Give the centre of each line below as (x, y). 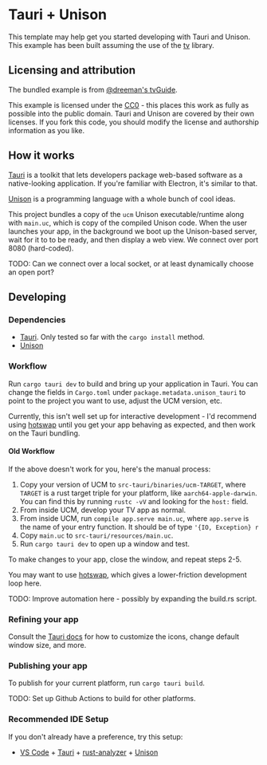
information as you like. (47, 130)
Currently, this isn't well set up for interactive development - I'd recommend (133, 416)
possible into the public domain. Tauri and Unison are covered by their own (132, 113)
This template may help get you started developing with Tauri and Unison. (130, 37)
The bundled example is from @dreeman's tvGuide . (93, 89)
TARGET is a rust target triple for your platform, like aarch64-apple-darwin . (138, 493)
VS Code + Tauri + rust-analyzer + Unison (89, 752)
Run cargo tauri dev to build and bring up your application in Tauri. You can (133, 384)
